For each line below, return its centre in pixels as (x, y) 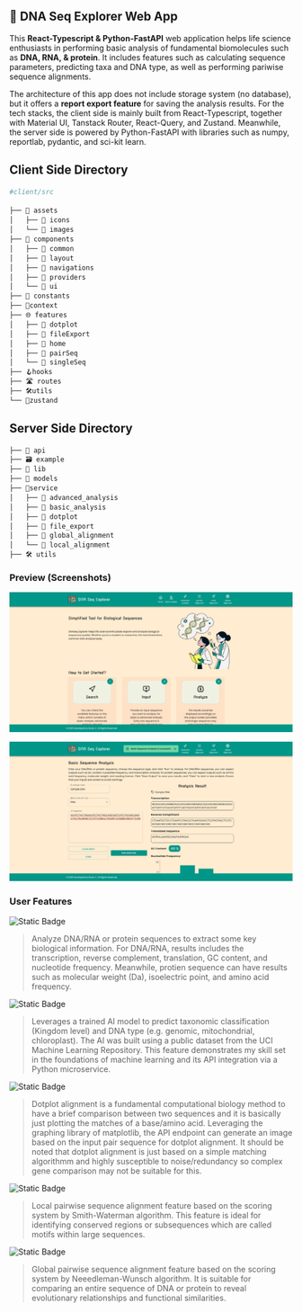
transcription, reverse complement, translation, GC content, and (149, 958)
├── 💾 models (34, 479)
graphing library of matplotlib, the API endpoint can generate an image (162, 1132)
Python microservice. (71, 1069)
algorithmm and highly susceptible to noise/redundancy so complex (157, 1161)
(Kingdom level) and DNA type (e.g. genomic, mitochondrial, (143, 1031)
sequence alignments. (50, 76)
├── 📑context (34, 306)
